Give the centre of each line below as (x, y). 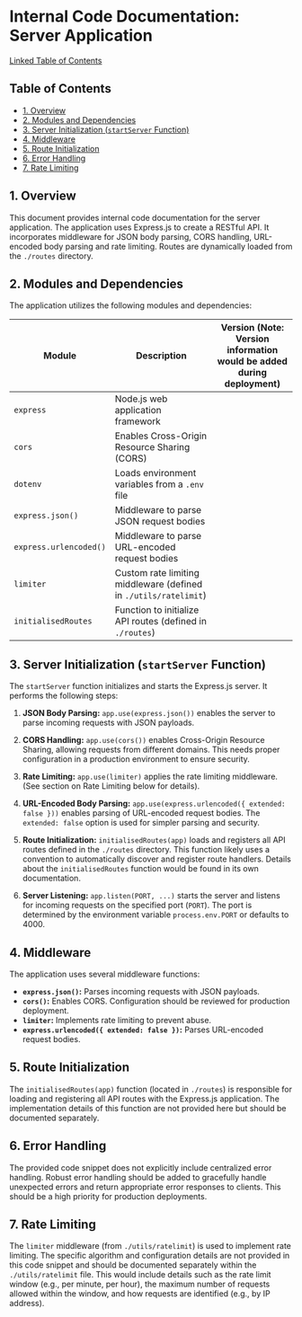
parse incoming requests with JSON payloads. (108, 723)
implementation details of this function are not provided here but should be (148, 1108)
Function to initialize (157, 610)
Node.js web (141, 399)
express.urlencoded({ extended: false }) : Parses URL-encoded (142, 1030)
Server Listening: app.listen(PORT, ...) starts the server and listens (151, 896)
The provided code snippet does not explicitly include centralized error (141, 1167)
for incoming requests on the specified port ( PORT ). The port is (137, 906)
